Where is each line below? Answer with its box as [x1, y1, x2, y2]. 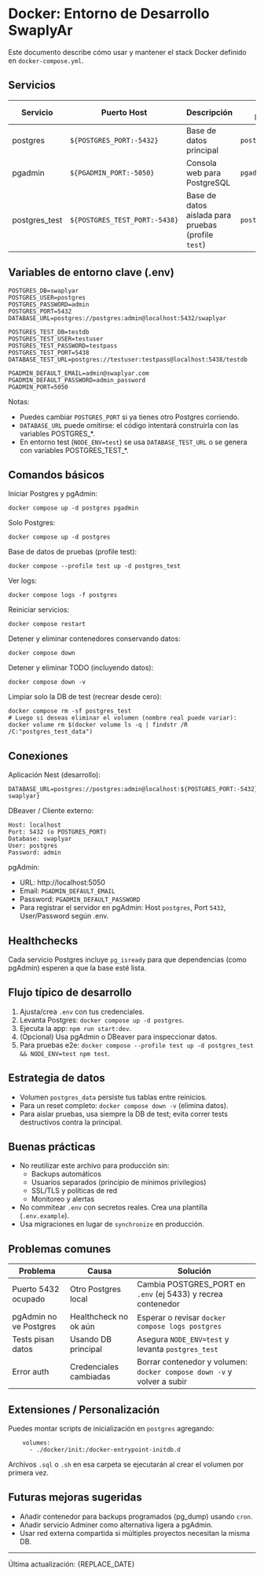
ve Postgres [12, 1321, 57, 1332]
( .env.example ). [19, 1211, 69, 1221]
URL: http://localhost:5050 [19, 878, 106, 887]
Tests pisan [12, 1334, 55, 1345]
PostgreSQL [185, 177, 231, 188]
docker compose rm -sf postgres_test [8, 707, 132, 716]
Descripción [185, 107, 233, 118]
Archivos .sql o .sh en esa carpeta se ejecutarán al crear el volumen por [8, 1460, 244, 1469]
